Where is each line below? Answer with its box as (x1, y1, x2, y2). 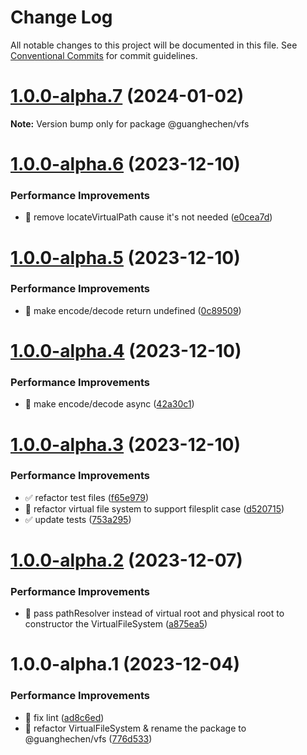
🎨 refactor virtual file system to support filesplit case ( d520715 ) (24, 502, 285, 515)
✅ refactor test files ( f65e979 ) (24, 491, 150, 503)
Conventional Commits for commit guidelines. (10, 49, 198, 61)
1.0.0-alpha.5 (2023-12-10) (10, 246, 241, 269)
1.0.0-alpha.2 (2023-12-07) (10, 549, 243, 571)
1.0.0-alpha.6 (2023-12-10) (10, 153, 241, 176)
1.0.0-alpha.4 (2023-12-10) (10, 340, 242, 363)
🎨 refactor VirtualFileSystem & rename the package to (24, 722, 247, 734)
